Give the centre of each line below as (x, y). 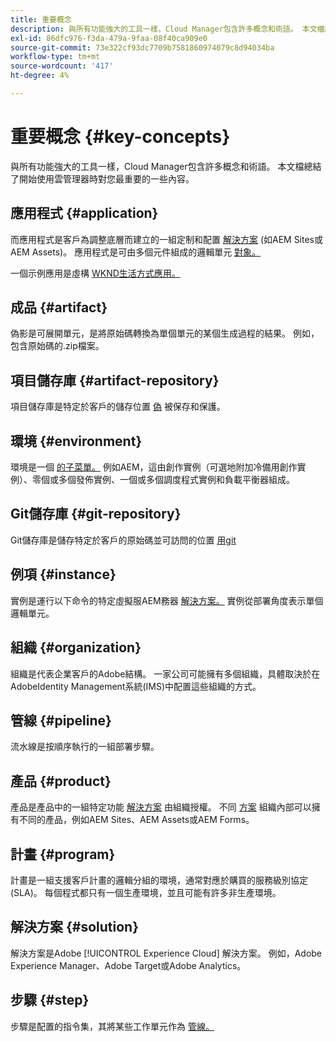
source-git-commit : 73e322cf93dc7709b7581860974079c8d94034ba (142, 47)
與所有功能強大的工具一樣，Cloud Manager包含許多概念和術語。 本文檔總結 (166, 166)
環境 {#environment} (76, 441)
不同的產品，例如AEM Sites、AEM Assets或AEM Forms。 (136, 820)
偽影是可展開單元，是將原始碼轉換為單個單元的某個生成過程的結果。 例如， (165, 333)
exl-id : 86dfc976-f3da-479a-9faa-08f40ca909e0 (109, 38)
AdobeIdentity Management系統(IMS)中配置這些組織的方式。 (136, 686)
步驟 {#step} (50, 1000)
